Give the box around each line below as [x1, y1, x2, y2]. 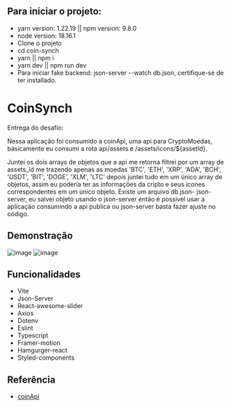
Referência [7, 374, 56, 385]
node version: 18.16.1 [17, 31, 76, 40]
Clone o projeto [17, 38, 62, 47]
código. [7, 209, 29, 218]
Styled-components [17, 353, 75, 362]
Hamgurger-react [17, 346, 67, 355]
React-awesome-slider [17, 302, 83, 310]
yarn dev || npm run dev [17, 61, 87, 69]
